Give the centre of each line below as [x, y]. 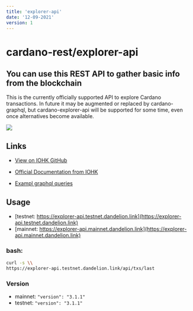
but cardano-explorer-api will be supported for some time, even [105, 110]
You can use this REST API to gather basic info [93, 74]
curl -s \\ [20, 263]
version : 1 [20, 23]
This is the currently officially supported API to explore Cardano [84, 97]
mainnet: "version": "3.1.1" [50, 297]
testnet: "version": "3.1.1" [49, 303]
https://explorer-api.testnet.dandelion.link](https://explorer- [109, 216]
